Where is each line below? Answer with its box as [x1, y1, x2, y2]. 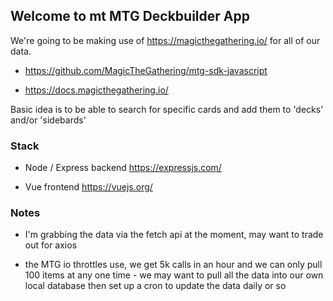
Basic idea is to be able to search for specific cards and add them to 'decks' [10, 103, 324, 115]
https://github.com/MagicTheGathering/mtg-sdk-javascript [24, 64, 268, 76]
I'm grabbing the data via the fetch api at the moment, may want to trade [24, 229, 324, 241]
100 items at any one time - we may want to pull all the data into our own [24, 269, 324, 281]
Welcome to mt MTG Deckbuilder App [10, 8, 250, 25]
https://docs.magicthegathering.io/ [24, 84, 169, 96]
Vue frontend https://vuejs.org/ [24, 181, 153, 193]
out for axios [24, 239, 78, 251]
